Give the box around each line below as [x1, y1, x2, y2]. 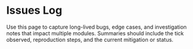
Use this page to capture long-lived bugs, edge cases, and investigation [6, 23, 187, 30]
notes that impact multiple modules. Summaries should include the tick [6, 29, 184, 36]
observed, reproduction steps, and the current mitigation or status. [6, 36, 174, 43]
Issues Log [6, 4, 63, 17]
